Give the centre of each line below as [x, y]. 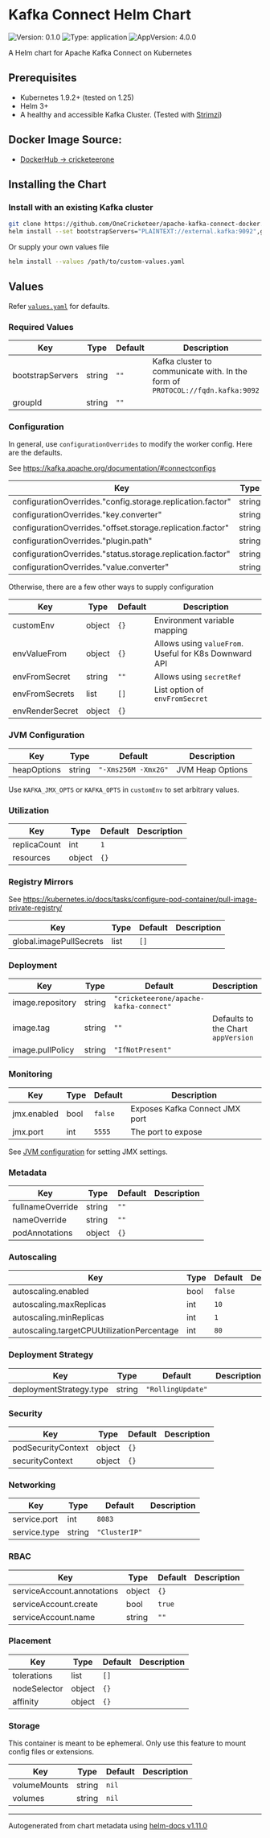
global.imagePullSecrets [58, 942]
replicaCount [37, 844]
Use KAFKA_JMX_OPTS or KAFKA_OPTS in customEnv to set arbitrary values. [124, 789]
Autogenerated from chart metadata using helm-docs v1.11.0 [108, 1826]
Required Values [41, 327]
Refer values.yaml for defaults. [59, 306]
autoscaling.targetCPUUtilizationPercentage [96, 1331]
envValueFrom [39, 653]
